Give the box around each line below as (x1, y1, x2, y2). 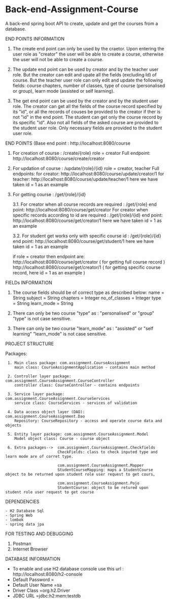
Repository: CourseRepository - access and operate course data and (14, 418, 162, 423)
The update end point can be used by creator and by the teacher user (12, 66, 159, 72)
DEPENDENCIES (5, 498, 40, 505)
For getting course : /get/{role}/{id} (12, 191, 86, 197)
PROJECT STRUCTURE (5, 340, 54, 347)
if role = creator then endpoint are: (12, 253, 85, 259)
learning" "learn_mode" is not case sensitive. (12, 331, 107, 337)
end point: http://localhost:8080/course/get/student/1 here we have (12, 238, 154, 244)
